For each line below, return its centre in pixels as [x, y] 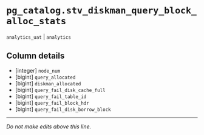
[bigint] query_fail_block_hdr [52, 102]
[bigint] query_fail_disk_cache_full [60, 90]
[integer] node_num [38, 70]
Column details [36, 56]
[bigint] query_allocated [45, 77]
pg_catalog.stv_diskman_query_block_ [102, 11]
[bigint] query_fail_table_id [51, 96]
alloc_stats [36, 21]
